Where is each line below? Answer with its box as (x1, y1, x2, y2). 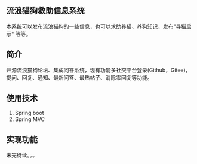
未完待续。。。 (6, 151, 38, 159)
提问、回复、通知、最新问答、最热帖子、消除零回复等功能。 (6, 74, 153, 81)
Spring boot (14, 110, 44, 117)
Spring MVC (14, 116, 45, 123)
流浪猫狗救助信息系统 (6, 5, 85, 16)
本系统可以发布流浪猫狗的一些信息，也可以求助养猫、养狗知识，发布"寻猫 (6, 23, 187, 30)
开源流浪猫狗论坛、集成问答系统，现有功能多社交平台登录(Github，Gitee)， (6, 66, 191, 74)
